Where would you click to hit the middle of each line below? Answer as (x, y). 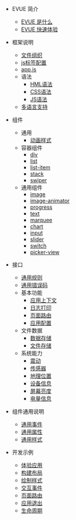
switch (38, 246)
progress (41, 207)
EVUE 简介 (25, 9)
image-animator (50, 201)
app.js (29, 69)
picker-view (45, 252)
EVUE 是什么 (37, 22)
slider (37, 239)
